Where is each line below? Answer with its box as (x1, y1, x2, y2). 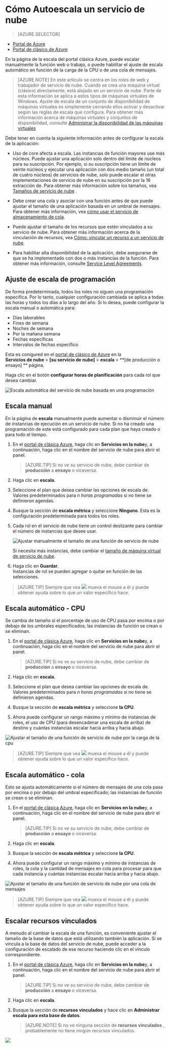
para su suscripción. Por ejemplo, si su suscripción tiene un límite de (12, 161, 156, 167)
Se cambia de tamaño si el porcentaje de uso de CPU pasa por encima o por (5, 617, 164, 624)
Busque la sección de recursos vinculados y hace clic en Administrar (12, 1007, 160, 1013)
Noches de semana (12, 325, 53, 331)
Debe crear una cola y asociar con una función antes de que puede (12, 198, 153, 204)
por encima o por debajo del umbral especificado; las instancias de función (5, 790, 163, 796)
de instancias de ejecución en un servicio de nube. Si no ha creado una (5, 421, 154, 427)
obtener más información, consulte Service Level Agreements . (12, 260, 143, 267)
